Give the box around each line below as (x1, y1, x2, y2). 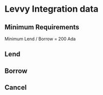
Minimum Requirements (4, 23, 79, 31)
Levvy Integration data (4, 3, 99, 15)
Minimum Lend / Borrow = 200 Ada (4, 36, 76, 42)
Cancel (4, 83, 27, 92)
